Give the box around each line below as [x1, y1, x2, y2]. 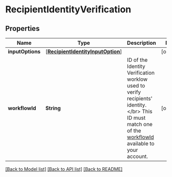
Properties [5, 24, 40, 33]
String [45, 104, 61, 112]
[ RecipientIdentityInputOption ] [45, 48, 122, 55]
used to [127, 82, 145, 89]
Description [127, 40, 156, 46]
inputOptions [8, 48, 41, 55]
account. [127, 153, 148, 160]
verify [127, 88, 141, 96]
